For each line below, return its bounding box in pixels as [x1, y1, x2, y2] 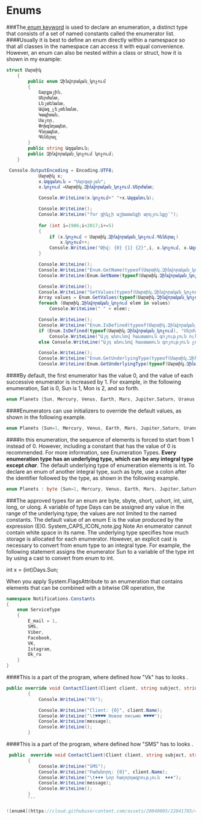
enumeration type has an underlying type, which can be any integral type [6, 455, 194, 462]
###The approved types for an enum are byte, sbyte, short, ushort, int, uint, [6, 497, 194, 504]
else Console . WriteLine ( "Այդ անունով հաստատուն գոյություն [38, 339, 189, 345]
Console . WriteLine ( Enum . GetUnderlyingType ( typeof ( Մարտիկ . [38, 361, 187, 367]
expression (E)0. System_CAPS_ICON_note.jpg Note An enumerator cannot [6, 522, 192, 530]
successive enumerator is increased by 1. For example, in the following [6, 378, 182, 385]
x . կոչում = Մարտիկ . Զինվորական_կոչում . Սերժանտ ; [38, 184, 155, 190]
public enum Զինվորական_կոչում [28, 78, 106, 84]
